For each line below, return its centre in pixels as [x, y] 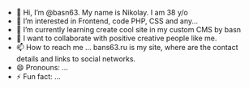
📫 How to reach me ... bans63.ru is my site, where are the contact [127, 47]
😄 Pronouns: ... [42, 67]
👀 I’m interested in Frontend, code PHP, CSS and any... [107, 21]
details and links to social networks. [76, 59]
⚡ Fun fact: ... [38, 76]
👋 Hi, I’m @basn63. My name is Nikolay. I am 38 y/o [102, 13]
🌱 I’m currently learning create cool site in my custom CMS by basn [129, 29]
